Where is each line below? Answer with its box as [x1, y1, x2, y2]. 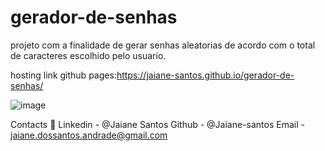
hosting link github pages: [10, 69, 117, 81]
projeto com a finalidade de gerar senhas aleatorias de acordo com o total [10, 39, 316, 51]
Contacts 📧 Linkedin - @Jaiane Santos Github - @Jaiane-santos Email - [10, 118, 305, 130]
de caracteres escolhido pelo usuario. [10, 49, 167, 61]
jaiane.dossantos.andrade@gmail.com [10, 129, 168, 141]
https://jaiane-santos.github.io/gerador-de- [116, 69, 295, 81]
